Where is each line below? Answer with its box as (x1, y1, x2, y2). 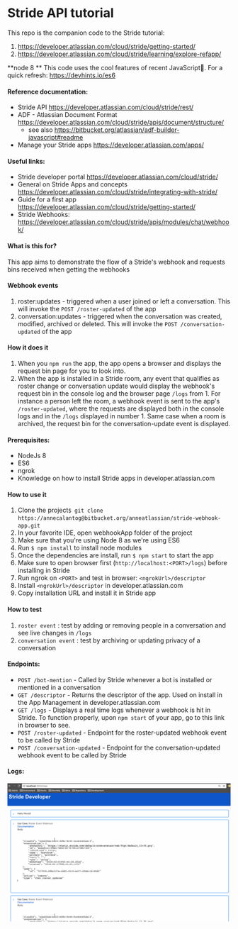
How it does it (7, 343, 49, 352)
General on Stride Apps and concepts (17, 180, 127, 189)
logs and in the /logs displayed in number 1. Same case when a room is (17, 411, 227, 420)
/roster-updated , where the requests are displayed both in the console (17, 404, 225, 413)
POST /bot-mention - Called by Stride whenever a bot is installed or (17, 675, 212, 684)
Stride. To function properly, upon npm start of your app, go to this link (17, 713, 225, 721)
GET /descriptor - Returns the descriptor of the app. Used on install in (17, 690, 223, 699)
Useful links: (7, 157, 45, 165)
